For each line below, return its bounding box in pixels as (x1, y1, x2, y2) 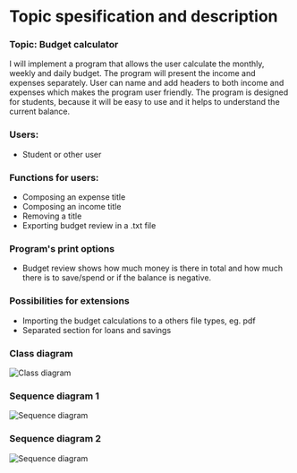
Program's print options (9, 243, 115, 254)
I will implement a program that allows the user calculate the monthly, (9, 58, 265, 69)
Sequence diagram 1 (9, 390, 100, 402)
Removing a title (21, 211, 82, 221)
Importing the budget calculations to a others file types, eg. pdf (21, 315, 257, 326)
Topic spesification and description (9, 6, 279, 27)
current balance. (9, 106, 71, 117)
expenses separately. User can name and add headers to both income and (9, 78, 284, 89)
